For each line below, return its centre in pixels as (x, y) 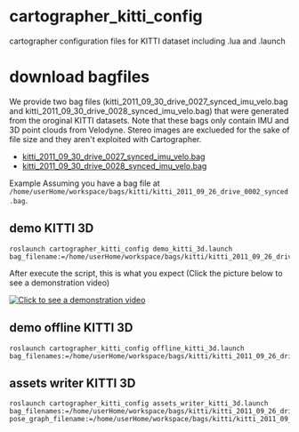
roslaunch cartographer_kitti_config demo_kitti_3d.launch (121, 249)
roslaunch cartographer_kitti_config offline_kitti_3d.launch (127, 348)
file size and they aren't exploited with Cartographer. (105, 139)
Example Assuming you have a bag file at (85, 183)
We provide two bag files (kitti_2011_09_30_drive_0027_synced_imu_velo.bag (149, 101)
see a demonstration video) (60, 283)
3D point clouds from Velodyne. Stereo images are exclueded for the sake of (150, 130)
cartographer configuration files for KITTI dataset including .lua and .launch (148, 41)
